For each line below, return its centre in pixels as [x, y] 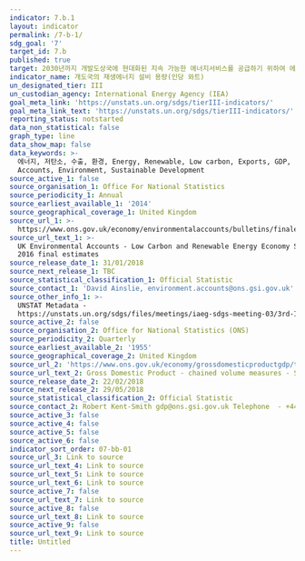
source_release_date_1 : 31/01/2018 [77, 263]
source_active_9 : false [54, 525]
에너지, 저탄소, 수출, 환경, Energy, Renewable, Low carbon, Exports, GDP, [154, 161]
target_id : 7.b [38, 52]
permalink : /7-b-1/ [46, 35]
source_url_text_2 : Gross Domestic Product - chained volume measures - [150, 373]
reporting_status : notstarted [67, 119]
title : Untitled [40, 542]
